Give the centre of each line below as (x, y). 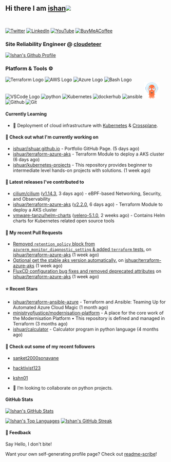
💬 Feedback (18, 433)
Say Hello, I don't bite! (29, 444)
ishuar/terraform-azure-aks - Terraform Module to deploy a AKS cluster (89, 154)
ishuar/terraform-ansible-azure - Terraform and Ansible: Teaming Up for (89, 302)
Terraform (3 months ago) (40, 324)
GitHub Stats (19, 399)
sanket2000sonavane (36, 358)
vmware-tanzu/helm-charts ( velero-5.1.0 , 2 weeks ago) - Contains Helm (89, 216)
